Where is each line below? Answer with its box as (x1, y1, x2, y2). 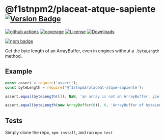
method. (5, 53, 22, 59)
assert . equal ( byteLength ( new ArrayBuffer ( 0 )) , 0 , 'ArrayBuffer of (5, 103, 144, 108)
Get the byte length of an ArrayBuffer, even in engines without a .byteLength (5, 48, 160, 54)
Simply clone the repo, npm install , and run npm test (5, 130, 113, 136)
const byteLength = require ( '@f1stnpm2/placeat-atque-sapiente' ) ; (5, 85, 144, 90)
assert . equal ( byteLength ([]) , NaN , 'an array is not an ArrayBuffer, (5, 94, 151, 99)
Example (5, 68, 32, 76)
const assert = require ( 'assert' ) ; (5, 80, 78, 85)
